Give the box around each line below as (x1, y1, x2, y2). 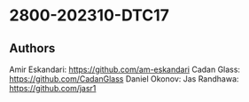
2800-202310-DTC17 (9, 5, 170, 26)
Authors (9, 41, 56, 56)
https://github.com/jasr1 (9, 83, 97, 93)
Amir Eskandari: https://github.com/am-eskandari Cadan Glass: (9, 64, 241, 75)
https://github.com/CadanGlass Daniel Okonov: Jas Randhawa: (9, 74, 239, 84)
